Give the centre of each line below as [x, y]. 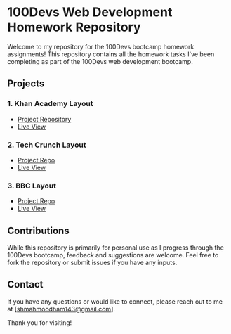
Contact [25, 284]
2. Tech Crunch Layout [47, 145]
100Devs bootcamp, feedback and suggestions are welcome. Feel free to [113, 255]
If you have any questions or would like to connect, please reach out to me [115, 301]
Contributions [38, 230]
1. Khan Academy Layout [50, 104]
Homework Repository [74, 27]
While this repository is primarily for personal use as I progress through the [116, 248]
